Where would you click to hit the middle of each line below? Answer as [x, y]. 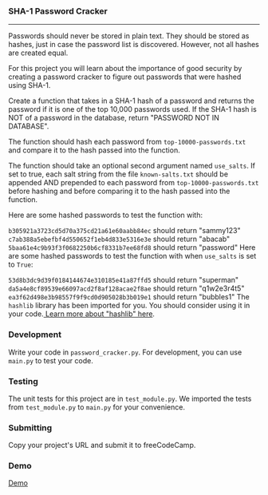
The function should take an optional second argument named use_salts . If [132, 166]
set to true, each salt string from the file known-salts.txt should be [118, 174]
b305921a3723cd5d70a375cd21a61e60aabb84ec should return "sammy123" [124, 231]
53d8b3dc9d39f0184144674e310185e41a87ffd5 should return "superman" [124, 280]
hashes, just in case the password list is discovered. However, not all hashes [134, 45]
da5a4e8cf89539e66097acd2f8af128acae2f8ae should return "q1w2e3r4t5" [126, 288]
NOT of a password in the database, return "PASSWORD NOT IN [114, 118]
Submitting [30, 427]
